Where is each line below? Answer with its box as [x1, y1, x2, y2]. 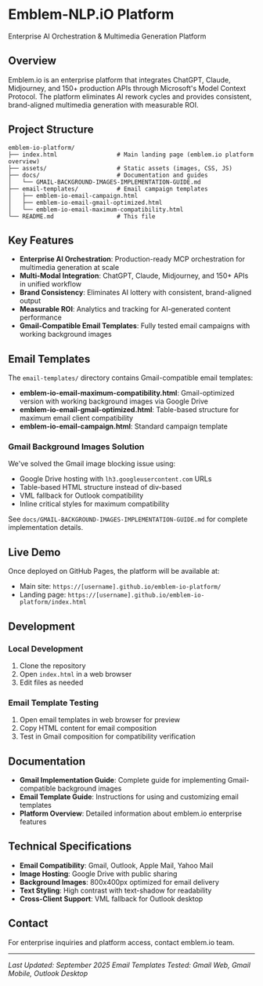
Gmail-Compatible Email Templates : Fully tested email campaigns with [19, 321, 250, 330]
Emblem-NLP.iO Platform [8, 5, 175, 24]
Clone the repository [19, 661, 86, 670]
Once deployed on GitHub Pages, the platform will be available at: [8, 567, 220, 576]
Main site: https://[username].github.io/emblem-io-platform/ [19, 582, 222, 591]
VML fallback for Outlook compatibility [19, 491, 144, 500]
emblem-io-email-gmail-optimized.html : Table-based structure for [19, 405, 240, 414]
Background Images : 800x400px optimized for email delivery [19, 877, 219, 886]
